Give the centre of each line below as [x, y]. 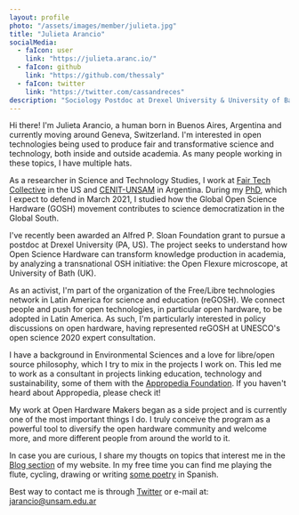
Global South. [34, 218]
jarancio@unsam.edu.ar [53, 501]
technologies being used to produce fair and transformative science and [141, 144]
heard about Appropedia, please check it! [85, 393]
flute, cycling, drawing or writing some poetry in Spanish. [114, 475]
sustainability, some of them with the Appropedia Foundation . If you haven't [148, 383]
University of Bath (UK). [53, 273]
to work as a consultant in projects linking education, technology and [136, 374]
